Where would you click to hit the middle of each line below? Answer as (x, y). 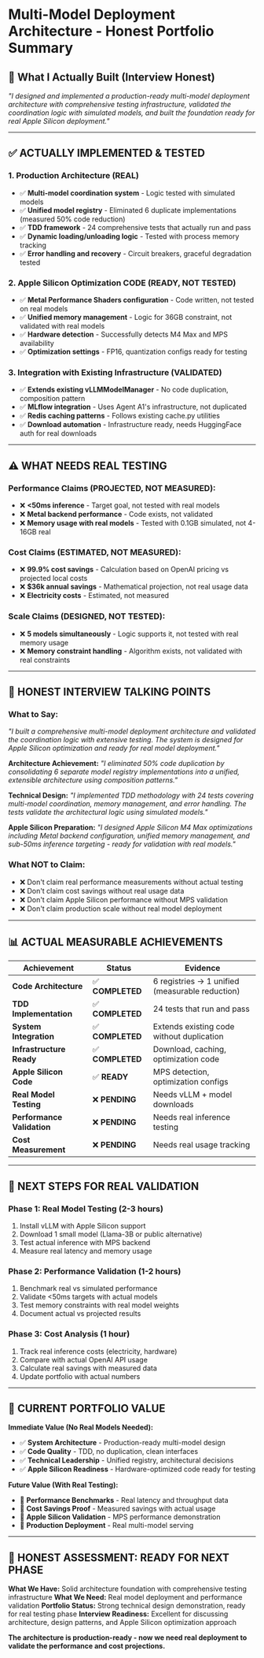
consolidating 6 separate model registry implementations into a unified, (124, 772)
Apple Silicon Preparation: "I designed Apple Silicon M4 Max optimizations (130, 827)
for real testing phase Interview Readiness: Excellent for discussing (118, 1614)
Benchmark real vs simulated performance (88, 1288)
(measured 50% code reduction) (72, 219)
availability (37, 343)
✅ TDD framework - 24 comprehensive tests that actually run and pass (135, 227)
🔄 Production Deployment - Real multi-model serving (106, 1526)
